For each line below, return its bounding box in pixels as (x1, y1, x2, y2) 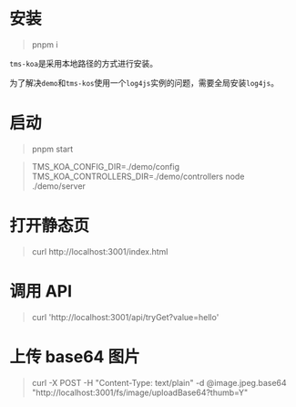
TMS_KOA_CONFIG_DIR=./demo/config (31, 161, 180, 172)
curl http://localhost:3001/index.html (31, 245, 168, 256)
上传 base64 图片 (9, 346, 140, 367)
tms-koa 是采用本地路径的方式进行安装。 (9, 57, 158, 68)
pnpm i (31, 38, 58, 50)
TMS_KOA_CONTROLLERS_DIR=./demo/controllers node (31, 171, 245, 182)
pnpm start (31, 143, 74, 154)
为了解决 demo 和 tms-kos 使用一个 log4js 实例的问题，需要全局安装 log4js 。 (9, 77, 280, 88)
